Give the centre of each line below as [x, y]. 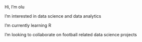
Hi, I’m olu [15, 7]
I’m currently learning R [28, 25]
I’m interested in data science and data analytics [53, 16]
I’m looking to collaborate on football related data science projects [71, 35]
